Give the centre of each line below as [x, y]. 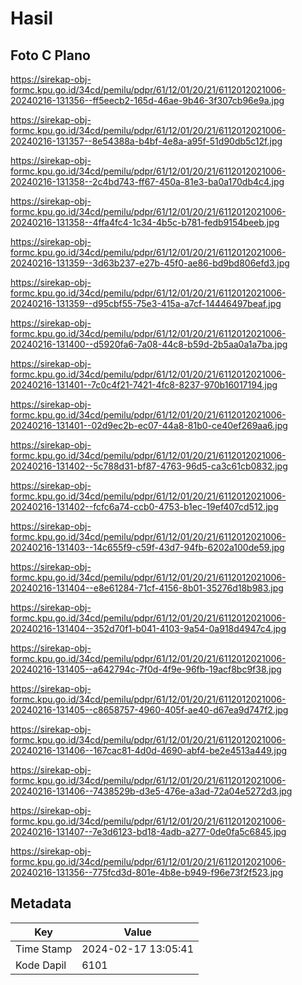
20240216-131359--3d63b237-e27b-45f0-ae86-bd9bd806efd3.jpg [150, 263]
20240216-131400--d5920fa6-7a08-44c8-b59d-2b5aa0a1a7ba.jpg [149, 344]
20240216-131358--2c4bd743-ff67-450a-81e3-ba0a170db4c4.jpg [147, 181]
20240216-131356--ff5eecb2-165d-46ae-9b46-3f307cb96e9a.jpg [147, 100]
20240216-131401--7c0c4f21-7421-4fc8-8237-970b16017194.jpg [144, 385]
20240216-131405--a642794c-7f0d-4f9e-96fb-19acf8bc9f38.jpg [146, 669]
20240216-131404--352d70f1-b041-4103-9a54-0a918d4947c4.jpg [148, 628]
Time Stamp [44, 949]
